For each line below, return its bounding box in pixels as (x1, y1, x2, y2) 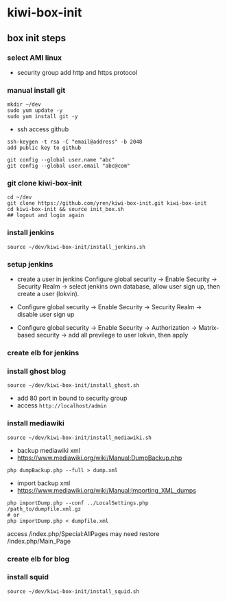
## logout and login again (7, 212, 84, 219)
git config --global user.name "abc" (7, 157, 115, 164)
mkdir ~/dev (7, 101, 41, 108)
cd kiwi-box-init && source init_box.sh (7, 206, 125, 213)
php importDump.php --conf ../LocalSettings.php (7, 500, 149, 506)
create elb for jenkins (7, 348, 80, 357)
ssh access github (16, 125, 69, 133)
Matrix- (198, 324, 219, 332)
